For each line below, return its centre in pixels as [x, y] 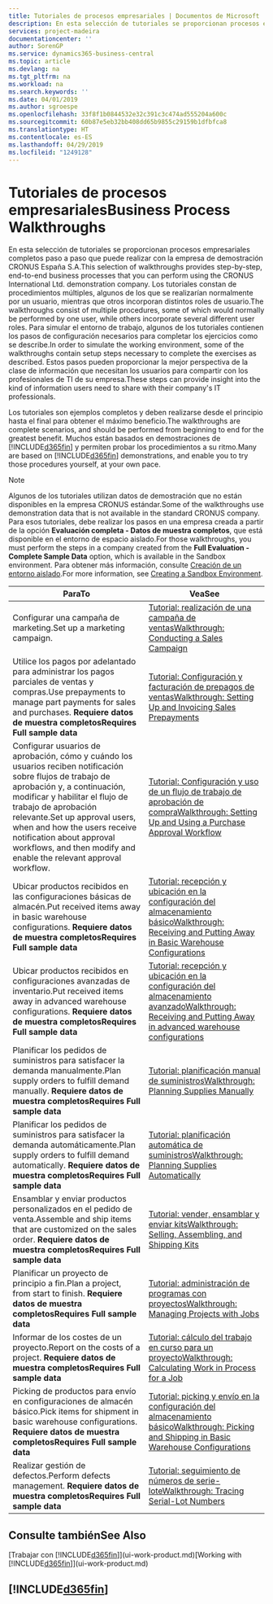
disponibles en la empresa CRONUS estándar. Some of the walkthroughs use [136, 505]
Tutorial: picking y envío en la [204, 1396]
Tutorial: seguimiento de [195, 1470]
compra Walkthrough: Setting [203, 813]
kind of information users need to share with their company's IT [115, 388]
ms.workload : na [36, 84]
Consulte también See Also [77, 1535]
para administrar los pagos [64, 672]
